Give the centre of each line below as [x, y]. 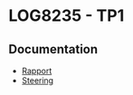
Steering [38, 81]
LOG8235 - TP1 [66, 16]
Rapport [37, 71]
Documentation [53, 49]
